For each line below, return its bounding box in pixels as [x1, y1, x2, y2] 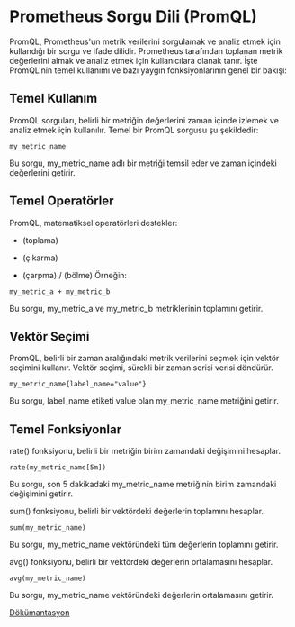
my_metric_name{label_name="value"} [9, 380, 147, 389]
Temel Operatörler [9, 194, 114, 209]
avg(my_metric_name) [9, 574, 87, 583]
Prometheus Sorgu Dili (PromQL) [9, 6, 258, 27]
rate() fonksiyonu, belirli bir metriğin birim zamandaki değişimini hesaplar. [9, 446, 282, 457]
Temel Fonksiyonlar [9, 422, 122, 437]
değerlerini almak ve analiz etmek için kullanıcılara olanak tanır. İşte [9, 55, 258, 66]
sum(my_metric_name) [9, 523, 87, 532]
